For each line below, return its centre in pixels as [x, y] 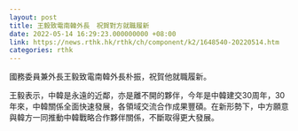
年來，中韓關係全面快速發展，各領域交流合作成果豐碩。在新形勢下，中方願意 [149, 106]
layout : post [33, 17]
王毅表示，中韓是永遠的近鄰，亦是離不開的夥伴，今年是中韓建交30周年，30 [147, 96]
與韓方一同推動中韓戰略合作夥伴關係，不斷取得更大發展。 [114, 118]
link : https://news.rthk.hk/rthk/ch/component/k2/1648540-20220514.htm [144, 42]
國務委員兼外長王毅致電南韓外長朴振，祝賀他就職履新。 [110, 77]
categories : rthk [41, 50]
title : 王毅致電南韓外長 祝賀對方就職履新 [79, 26]
